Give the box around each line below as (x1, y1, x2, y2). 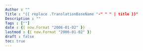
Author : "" (5, 7, 30, 12)
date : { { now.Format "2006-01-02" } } (5, 25, 85, 30)
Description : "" (5, 16, 41, 21)
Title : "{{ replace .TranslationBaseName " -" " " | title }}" (5, 12, 139, 17)
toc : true (5, 39, 26, 44)
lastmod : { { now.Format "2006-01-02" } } (5, 30, 92, 34)
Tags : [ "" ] (5, 20, 30, 26)
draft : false (5, 34, 35, 39)
